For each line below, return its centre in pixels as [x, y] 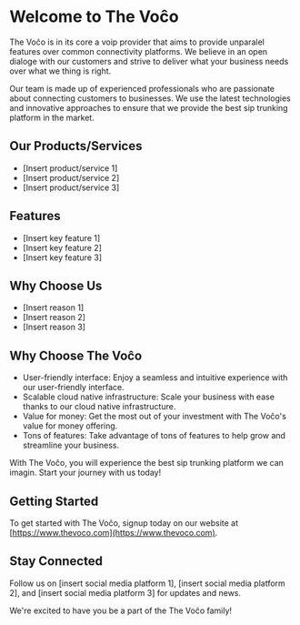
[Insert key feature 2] [62, 247]
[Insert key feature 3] [62, 257]
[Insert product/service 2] [71, 177]
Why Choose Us [56, 285]
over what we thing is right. [60, 71]
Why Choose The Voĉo [76, 355]
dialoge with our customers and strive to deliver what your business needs [149, 61]
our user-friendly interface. [73, 388]
